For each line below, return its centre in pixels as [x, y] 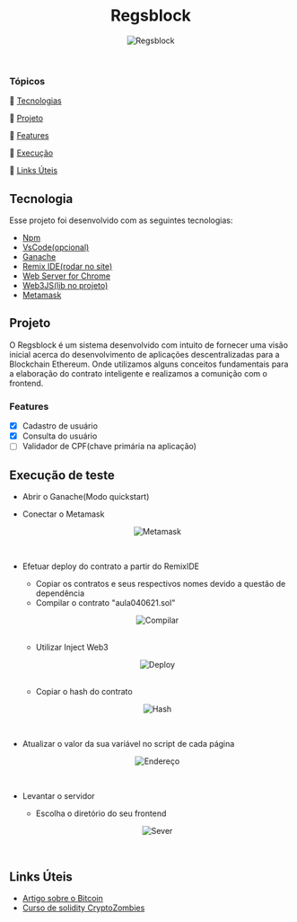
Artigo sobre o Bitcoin [62, 898]
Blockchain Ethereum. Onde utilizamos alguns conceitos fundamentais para [149, 364]
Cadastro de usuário [60, 426]
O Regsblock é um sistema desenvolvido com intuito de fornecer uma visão [149, 345]
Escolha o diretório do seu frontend [101, 813]
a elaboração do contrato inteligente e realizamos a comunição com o [138, 373]
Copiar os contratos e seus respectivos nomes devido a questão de [161, 584]
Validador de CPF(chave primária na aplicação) [109, 447]
